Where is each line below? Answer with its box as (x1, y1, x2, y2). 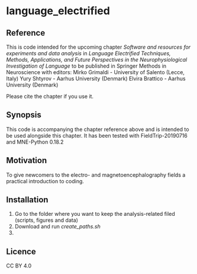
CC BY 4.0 (6, 262, 32, 269)
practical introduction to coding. (6, 177, 85, 184)
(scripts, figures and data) (14, 216, 79, 224)
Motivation (6, 155, 47, 165)
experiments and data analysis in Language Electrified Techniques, (6, 50, 171, 57)
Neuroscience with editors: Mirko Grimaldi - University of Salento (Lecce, (6, 69, 185, 75)
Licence (6, 246, 37, 256)
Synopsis (6, 110, 41, 120)
